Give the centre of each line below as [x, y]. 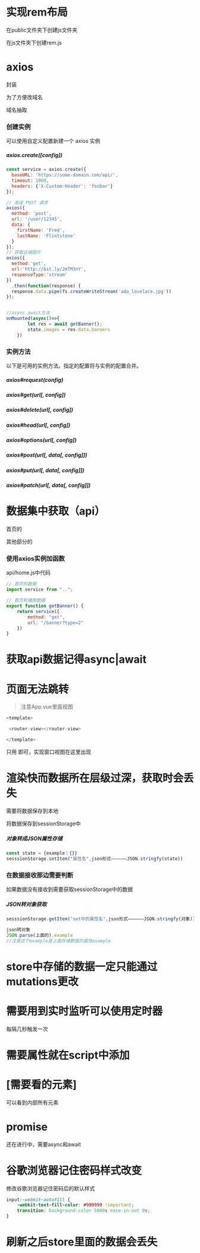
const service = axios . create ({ [46, 170]
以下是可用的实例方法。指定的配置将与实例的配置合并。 [74, 366]
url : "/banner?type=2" [56, 623]
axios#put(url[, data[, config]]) [45, 470]
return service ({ [38, 611]
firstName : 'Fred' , [41, 230]
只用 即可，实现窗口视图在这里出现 [49, 752]
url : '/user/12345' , [37, 219]
